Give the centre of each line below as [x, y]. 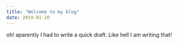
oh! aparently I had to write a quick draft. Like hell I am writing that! [89, 34]
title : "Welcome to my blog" [43, 12]
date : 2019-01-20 [28, 17]
